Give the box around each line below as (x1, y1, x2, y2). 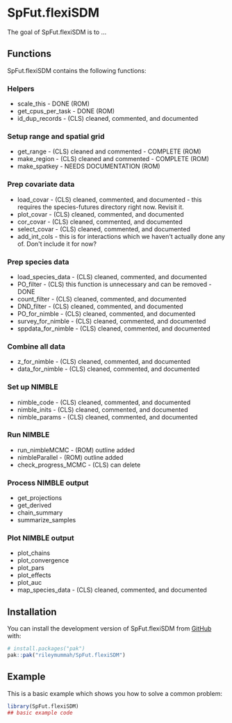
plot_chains (17, 549, 51, 557)
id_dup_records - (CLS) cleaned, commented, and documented (17, 115, 199, 123)
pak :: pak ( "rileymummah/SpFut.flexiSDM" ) (7, 651, 126, 659)
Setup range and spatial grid (7, 131, 105, 141)
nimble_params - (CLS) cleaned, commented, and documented (17, 413, 198, 421)
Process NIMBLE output (7, 478, 89, 488)
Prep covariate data (7, 179, 75, 189)
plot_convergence (17, 556, 69, 565)
